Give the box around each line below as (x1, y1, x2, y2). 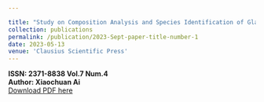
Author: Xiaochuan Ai (8, 78, 81, 87)
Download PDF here (8, 86, 73, 95)
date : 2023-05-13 (8, 40, 65, 48)
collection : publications (8, 25, 93, 34)
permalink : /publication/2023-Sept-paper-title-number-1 (8, 33, 199, 41)
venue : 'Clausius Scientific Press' (8, 48, 128, 56)
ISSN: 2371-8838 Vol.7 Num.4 (8, 69, 108, 78)
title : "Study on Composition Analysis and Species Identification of (8, 18, 244, 26)
